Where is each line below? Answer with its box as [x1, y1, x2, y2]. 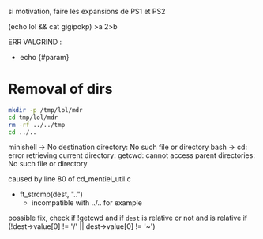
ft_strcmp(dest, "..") [19, 189, 83, 200]
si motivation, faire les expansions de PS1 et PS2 [8, 7, 166, 16]
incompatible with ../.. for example [31, 198, 142, 207]
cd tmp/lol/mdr [8, 114, 58, 121]
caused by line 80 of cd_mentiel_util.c [8, 174, 132, 184]
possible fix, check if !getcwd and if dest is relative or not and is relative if [8, 213, 248, 223]
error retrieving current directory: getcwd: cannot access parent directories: [8, 151, 255, 160]
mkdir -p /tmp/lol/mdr [8, 106, 83, 114]
